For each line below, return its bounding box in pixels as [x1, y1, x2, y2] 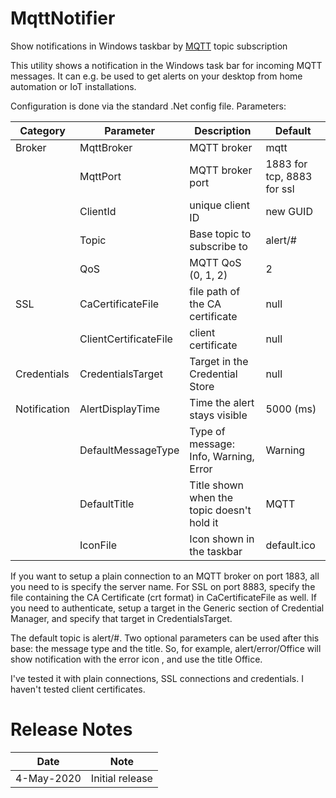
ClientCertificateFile [79, 332, 173, 346]
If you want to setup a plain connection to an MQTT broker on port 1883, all [10, 570, 320, 582]
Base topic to [189, 227, 252, 241]
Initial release [90, 771, 153, 785]
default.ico [265, 538, 316, 552]
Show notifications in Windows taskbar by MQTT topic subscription [10, 40, 288, 52]
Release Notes [10, 718, 133, 741]
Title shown [189, 478, 245, 492]
